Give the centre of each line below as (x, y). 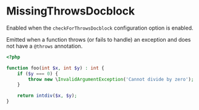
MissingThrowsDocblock (71, 11)
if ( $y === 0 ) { (38, 74)
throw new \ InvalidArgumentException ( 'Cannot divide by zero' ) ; (111, 79)
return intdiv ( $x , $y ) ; (47, 96)
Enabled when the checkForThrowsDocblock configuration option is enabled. (100, 28)
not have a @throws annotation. (45, 46)
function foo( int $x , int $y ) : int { (55, 68)
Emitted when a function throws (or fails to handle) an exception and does (99, 39)
